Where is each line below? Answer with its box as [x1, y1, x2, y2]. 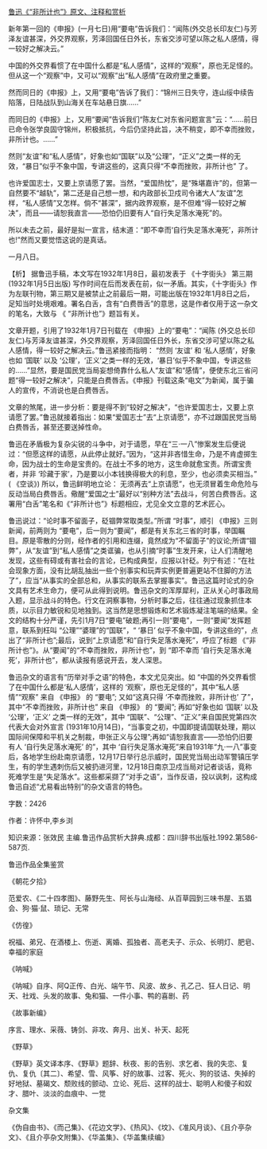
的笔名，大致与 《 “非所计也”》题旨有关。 [8, 309, 145, 318]
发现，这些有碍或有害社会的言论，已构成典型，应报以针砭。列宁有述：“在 [8, 556, 249, 565]
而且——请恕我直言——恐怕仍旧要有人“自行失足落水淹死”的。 [25, 208, 226, 218]
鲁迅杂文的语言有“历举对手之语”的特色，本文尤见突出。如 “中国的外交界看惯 [8, 673, 257, 681]
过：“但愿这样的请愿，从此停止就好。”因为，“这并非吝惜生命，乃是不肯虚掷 [8, 449, 251, 458]
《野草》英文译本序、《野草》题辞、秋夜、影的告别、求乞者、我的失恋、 [8, 1059, 242, 1068]
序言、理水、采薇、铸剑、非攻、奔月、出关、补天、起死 [8, 1025, 189, 1034]
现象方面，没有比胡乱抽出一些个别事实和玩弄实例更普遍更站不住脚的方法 [14, 566, 252, 575]
